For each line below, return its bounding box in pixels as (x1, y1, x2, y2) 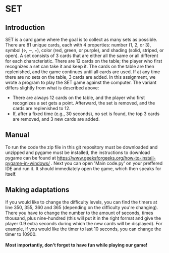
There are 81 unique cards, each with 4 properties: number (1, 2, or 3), (5, 42, 151, 48)
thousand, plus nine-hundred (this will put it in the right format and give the (5, 215, 161, 221)
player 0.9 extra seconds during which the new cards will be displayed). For (5, 220, 163, 226)
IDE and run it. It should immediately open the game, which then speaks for (5, 165, 161, 172)
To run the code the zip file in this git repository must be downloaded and (5, 144, 158, 150)
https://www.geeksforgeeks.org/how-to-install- (57, 155, 156, 161)
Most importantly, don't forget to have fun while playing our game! (5, 242, 148, 248)
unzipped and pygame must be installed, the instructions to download (5, 149, 150, 156)
